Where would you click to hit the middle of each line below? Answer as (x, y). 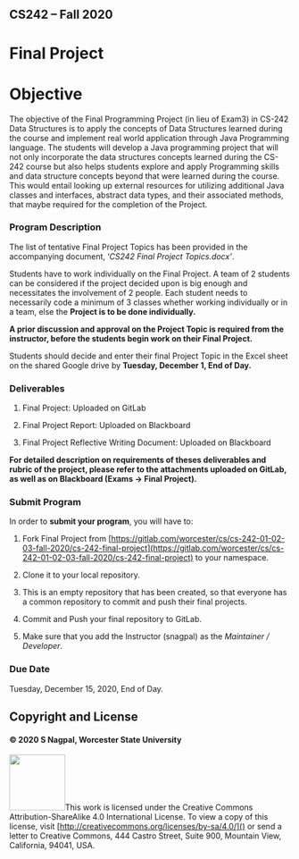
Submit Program (46, 502)
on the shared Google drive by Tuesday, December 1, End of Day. (130, 365)
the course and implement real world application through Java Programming (149, 138)
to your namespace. (232, 558)
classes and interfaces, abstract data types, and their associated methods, (146, 195)
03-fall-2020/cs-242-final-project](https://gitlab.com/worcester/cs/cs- (153, 548)
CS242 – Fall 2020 (61, 15)
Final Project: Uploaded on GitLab (84, 408)
